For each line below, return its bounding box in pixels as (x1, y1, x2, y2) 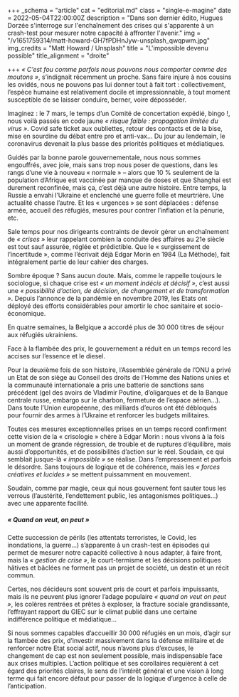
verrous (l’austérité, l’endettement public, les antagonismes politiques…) (7, 491, 218, 500)
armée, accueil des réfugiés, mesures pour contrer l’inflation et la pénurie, (7, 206, 225, 214)
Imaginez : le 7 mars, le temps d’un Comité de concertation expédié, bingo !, (7, 110, 230, 117)
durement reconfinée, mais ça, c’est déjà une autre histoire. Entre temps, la (7, 183, 227, 191)
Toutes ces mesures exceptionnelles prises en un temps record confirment (7, 425, 227, 433)
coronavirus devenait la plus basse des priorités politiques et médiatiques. (7, 139, 225, 148)
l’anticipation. (7, 681, 46, 690)
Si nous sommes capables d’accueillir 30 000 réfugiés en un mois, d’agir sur (7, 629, 231, 637)
